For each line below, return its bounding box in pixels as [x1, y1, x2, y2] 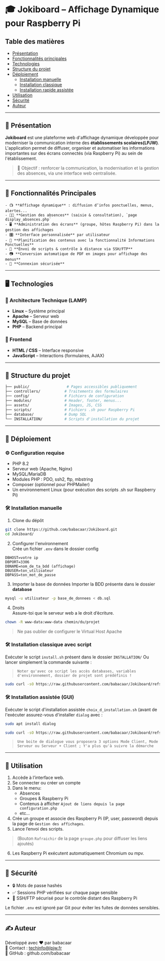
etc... [19, 810, 30, 816]
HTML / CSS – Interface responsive [12, 347, 84, 353]
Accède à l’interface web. [12, 775, 64, 780]
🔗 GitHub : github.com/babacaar [5, 950, 71, 956]
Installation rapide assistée [19, 87, 74, 93]
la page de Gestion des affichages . [12, 820, 85, 827]
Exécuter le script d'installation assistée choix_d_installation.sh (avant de [5, 707, 157, 713]
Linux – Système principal [12, 308, 65, 314]
